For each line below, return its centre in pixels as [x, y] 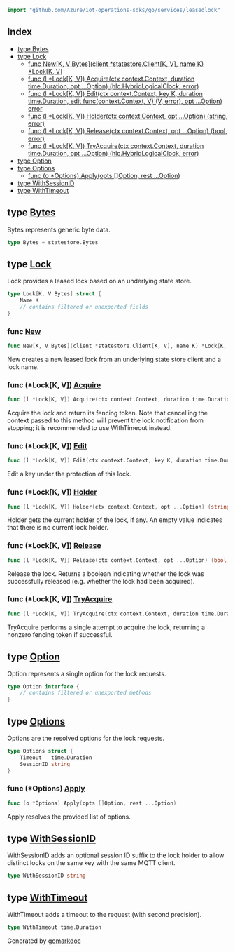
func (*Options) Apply [46, 789]
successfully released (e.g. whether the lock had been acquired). [101, 581]
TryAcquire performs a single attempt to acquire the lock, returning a [106, 627]
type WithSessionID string [47, 876]
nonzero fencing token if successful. [60, 634]
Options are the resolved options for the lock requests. [86, 738]
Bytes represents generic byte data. [59, 229]
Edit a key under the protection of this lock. [69, 474]
